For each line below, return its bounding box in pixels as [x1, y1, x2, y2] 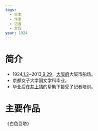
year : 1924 [5, 30, 28, 35]
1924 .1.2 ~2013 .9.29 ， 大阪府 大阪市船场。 [12, 71, 96, 77]
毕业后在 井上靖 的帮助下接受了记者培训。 [12, 83, 96, 89]
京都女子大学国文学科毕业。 [12, 77, 70, 83]
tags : [5, 7, 16, 12]
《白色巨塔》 [5, 120, 31, 126]
